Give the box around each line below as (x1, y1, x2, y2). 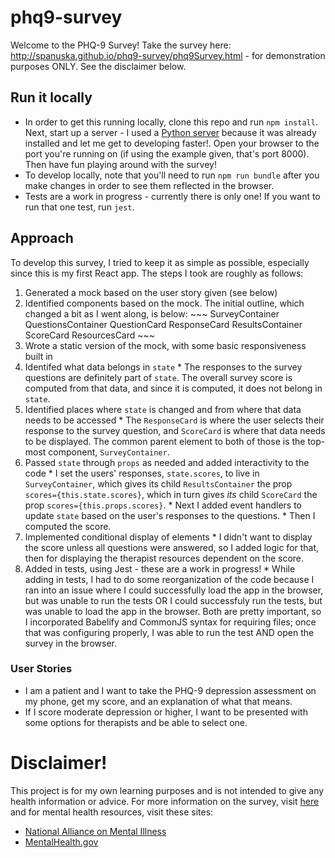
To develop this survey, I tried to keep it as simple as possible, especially (10, 256, 310, 268)
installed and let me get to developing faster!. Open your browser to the (24, 137, 320, 149)
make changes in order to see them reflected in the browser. (24, 179, 275, 191)
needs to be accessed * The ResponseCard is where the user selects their (24, 414, 325, 426)
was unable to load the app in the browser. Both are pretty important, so (24, 605, 322, 617)
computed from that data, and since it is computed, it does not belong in (24, 382, 323, 394)
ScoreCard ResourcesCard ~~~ (24, 329, 156, 341)
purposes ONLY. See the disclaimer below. (10, 60, 187, 72)
